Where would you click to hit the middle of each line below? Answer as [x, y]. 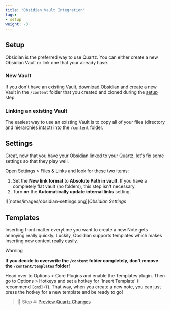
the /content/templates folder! [38, 266]
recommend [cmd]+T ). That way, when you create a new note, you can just [83, 287]
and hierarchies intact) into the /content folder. [54, 127]
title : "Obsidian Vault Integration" [45, 10]
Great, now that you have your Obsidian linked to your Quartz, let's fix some [85, 156]
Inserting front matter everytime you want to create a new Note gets [77, 230]
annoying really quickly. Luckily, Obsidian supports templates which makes [84, 236]
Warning [14, 251]
